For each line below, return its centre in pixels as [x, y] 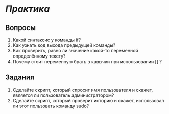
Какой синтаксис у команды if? [47, 40]
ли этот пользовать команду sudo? [51, 106]
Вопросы [21, 28]
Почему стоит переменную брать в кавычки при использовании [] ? [87, 61]
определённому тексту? [39, 56]
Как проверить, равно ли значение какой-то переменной [76, 51]
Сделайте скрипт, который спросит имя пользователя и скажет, [83, 90]
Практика [28, 9]
